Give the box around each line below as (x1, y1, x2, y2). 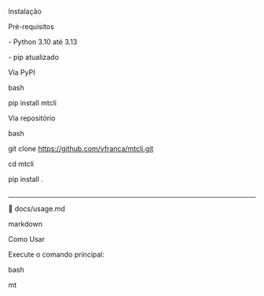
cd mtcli (8, 159, 34, 168)
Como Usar (8, 235, 46, 243)
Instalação (8, 7, 42, 16)
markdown (8, 220, 43, 228)
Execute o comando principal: (8, 250, 104, 259)
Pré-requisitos (8, 22, 55, 31)
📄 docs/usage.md (8, 204, 65, 213)
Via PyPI (8, 68, 35, 77)
